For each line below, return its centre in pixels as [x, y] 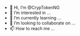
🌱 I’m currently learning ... [35, 18]
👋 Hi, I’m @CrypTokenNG [34, 8]
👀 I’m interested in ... [30, 13]
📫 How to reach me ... [32, 28]
